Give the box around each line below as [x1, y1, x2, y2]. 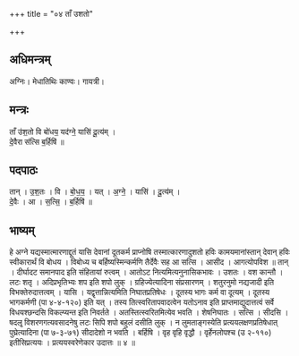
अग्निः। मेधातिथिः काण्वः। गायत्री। [9, 76, 105, 87]
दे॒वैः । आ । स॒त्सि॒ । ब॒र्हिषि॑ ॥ [9, 197, 92, 208]
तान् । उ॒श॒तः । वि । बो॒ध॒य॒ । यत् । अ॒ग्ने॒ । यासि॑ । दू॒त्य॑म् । [9, 186, 181, 197]
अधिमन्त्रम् [9, 52, 51, 67]
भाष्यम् [9, 223, 35, 238]
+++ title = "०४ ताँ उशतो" [9, 9, 94, 19]
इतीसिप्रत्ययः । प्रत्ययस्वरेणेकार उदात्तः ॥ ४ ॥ [9, 337, 136, 348]
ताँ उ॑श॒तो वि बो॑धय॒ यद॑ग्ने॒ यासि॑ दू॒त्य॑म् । [9, 126, 116, 137]
